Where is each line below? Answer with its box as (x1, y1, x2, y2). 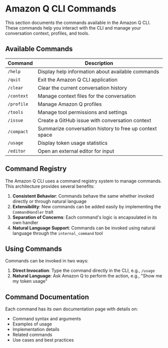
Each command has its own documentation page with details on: (5, 306, 138, 312)
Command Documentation (5, 292, 89, 301)
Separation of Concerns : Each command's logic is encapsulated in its (12, 214, 157, 220)
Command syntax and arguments (12, 316, 81, 322)
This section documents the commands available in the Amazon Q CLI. (5, 20, 151, 26)
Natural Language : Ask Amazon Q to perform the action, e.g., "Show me (12, 273, 162, 279)
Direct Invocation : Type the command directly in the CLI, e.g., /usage (12, 267, 155, 273)
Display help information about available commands (37, 68, 159, 75)
